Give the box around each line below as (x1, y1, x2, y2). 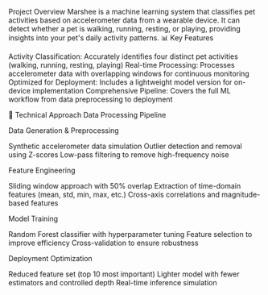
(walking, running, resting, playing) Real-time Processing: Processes (8, 60, 235, 69)
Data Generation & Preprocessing (8, 126, 119, 135)
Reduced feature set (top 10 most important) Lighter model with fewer (8, 269, 240, 279)
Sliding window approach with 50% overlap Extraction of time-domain (8, 181, 241, 190)
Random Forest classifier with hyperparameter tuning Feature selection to (8, 230, 253, 239)
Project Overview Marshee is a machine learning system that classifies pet (8, 7, 256, 16)
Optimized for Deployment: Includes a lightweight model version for (8, 77, 233, 87)
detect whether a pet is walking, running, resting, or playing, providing (8, 24, 241, 33)
